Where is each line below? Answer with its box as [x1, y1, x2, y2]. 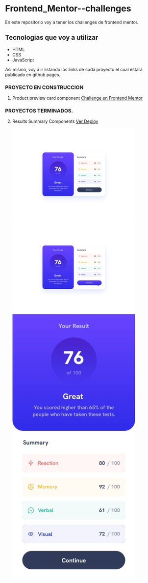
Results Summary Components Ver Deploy [12, 118, 99, 124]
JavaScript [12, 57, 34, 63]
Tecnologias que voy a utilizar [5, 33, 99, 42]
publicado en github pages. [5, 72, 60, 78]
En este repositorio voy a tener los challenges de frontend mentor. [5, 19, 139, 25]
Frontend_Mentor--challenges [5, 3, 131, 14]
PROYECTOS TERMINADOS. [5, 107, 74, 114]
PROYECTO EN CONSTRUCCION [5, 84, 84, 91]
